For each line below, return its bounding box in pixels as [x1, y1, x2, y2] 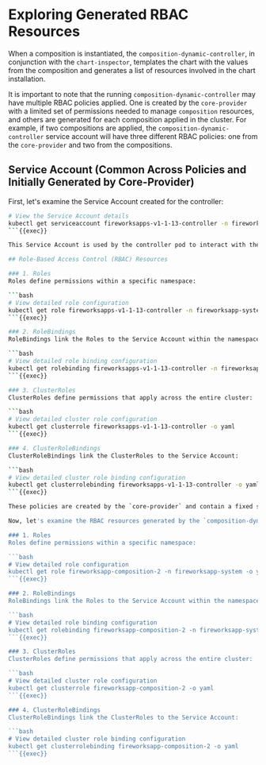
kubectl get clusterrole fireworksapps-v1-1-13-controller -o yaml [8, 423, 236, 431]
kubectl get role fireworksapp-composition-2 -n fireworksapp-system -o [8, 568, 253, 576]
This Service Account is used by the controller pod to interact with [8, 241, 246, 249]
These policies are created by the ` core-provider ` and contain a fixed [8, 503, 253, 511]
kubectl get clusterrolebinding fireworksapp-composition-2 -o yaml [8, 743, 239, 751]
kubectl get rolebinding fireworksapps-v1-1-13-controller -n [8, 364, 218, 373]
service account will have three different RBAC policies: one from [45, 131, 258, 141]
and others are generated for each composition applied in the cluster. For [8, 114, 247, 124]
